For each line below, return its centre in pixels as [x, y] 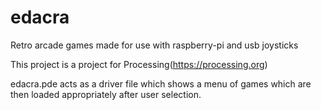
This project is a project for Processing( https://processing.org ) [139, 64]
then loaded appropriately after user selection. [106, 94]
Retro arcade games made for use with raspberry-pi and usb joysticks [154, 45]
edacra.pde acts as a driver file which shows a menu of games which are [161, 83]
